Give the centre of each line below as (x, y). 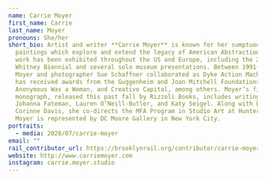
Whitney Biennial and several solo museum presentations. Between (127, 67)
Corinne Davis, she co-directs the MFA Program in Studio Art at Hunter (138, 112)
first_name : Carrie (40, 23)
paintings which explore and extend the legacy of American (116, 52)
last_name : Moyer (37, 30)
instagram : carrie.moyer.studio (61, 163)
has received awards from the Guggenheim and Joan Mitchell (116, 82)
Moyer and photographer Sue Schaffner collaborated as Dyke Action (129, 74)
